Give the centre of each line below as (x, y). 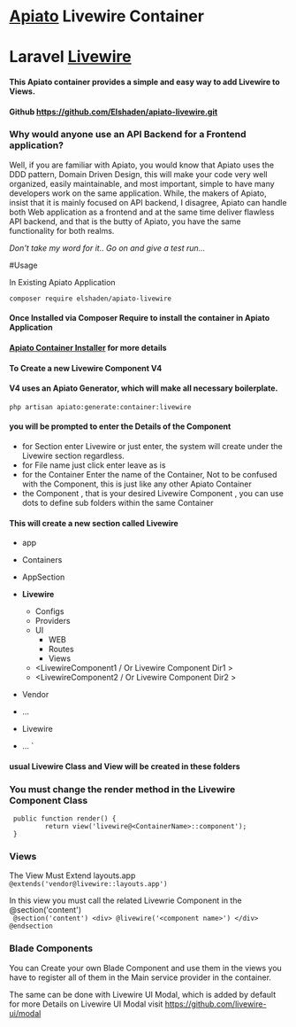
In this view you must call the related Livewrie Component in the (125, 900)
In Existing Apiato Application (63, 282)
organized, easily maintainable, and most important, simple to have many (142, 183)
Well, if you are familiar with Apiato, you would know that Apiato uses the (142, 165)
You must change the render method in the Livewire (122, 789)
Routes (61, 650)
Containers (42, 560)
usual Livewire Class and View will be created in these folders (125, 766)
